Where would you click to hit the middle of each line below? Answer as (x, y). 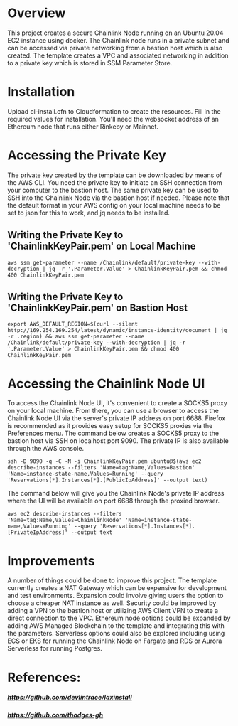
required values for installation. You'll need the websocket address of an (113, 119)
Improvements (51, 561)
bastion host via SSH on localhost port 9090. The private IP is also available (118, 441)
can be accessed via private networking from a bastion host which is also (115, 48)
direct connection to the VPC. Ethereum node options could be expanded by (119, 618)
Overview (37, 13)
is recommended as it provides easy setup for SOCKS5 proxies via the (110, 426)
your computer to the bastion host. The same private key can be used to (113, 190)
